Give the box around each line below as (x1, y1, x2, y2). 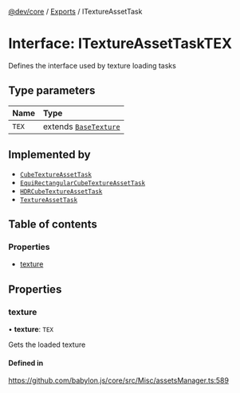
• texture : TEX (8, 324, 54, 333)
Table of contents (8, 217, 97, 231)
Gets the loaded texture (8, 340, 86, 349)
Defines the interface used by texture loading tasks (8, 60, 177, 70)
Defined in (8, 358, 44, 368)
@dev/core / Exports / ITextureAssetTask (8, 7, 143, 16)
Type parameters (8, 84, 96, 98)
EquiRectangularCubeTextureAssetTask (19, 179, 146, 187)
